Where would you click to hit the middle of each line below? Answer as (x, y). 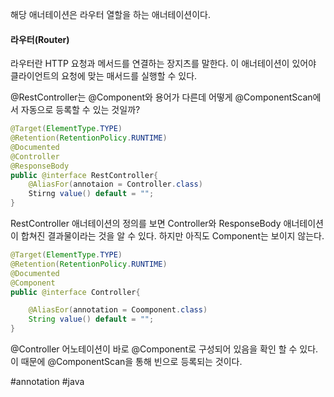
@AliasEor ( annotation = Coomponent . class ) (118, 310)
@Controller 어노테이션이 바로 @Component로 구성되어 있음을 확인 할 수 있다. (164, 349)
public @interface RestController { (84, 175)
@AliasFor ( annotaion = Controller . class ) (115, 184)
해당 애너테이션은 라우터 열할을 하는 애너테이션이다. (110, 14)
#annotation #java (47, 382)
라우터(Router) (40, 39)
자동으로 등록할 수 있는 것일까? (80, 110)
